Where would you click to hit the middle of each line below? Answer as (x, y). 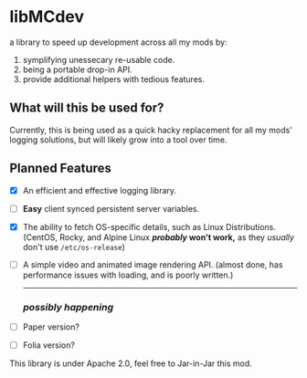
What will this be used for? (87, 108)
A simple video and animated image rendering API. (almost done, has (153, 264)
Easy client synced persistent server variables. (111, 208)
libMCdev (47, 17)
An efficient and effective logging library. (99, 190)
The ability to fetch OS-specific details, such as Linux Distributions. (149, 226)
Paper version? (51, 327)
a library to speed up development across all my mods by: (118, 42)
